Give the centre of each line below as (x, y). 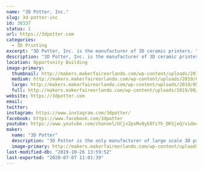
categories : (21, 40)
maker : (14, 130)
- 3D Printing (29, 46)
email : (14, 101)
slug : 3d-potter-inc (32, 17)
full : (19, 90)
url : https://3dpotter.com (40, 34)
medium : (21, 79)
